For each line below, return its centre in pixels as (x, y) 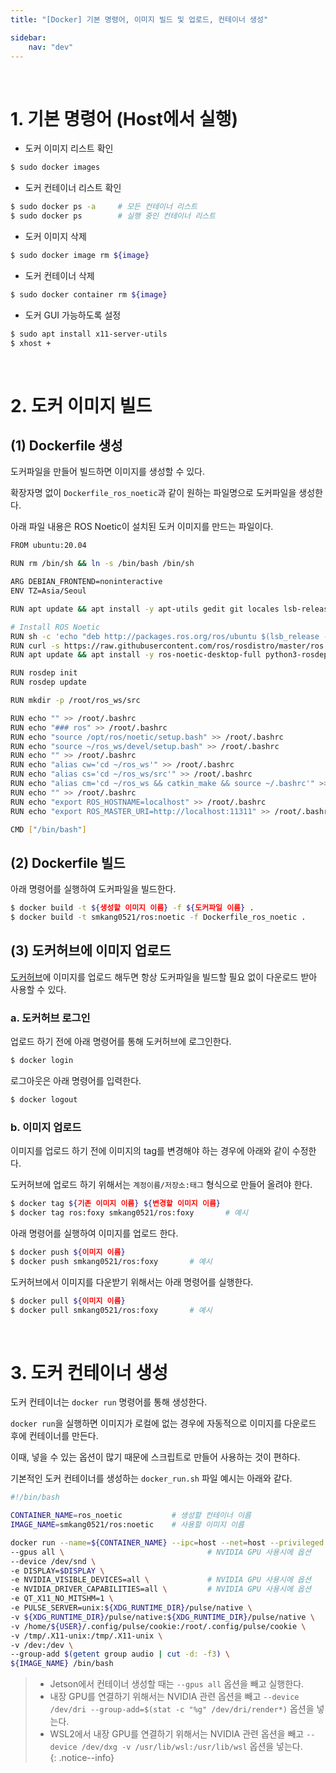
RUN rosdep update (48, 682)
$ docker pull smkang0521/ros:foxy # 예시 (111, 1310)
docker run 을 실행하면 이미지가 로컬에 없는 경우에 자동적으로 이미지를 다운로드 (163, 1423)
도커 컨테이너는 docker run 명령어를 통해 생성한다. (109, 1402)
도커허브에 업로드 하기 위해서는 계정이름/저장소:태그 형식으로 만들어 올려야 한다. (161, 1185)
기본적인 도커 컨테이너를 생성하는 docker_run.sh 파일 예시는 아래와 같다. (151, 1478)
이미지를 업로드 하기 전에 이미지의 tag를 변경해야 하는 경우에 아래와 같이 (150, 1151)
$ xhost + (31, 343)
